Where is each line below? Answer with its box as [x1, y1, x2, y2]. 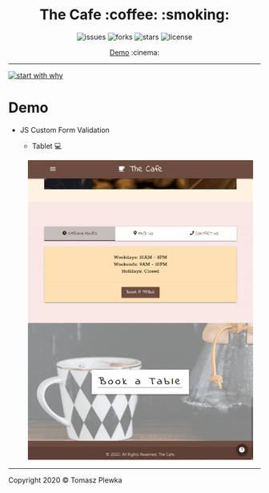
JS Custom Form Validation [19, 125, 110, 134]
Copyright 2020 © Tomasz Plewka [8, 475, 122, 485]
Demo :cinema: [109, 47, 160, 57]
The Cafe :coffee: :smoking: [39, 6, 230, 24]
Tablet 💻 [31, 141, 62, 150]
